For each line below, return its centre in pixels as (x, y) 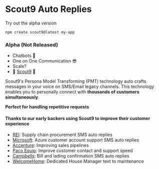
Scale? (19, 66)
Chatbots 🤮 (24, 55)
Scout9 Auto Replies (48, 9)
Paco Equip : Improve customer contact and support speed (73, 150)
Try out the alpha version (31, 23)
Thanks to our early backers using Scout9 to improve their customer (78, 118)
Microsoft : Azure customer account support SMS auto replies (75, 140)
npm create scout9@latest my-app (40, 32)
